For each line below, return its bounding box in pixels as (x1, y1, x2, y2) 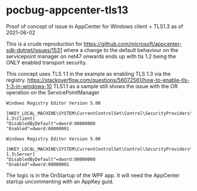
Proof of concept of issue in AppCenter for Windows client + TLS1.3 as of (6, 23, 184, 30)
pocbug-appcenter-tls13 (6, 4, 129, 17)
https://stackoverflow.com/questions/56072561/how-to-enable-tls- (27, 77, 190, 84)
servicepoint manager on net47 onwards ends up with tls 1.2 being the (6, 53, 176, 60)
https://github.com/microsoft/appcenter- (83, 40, 182, 47)
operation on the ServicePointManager (6, 89, 100, 96)
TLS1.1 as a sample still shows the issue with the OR (53, 82, 178, 89)
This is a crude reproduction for (6, 40, 83, 47)
